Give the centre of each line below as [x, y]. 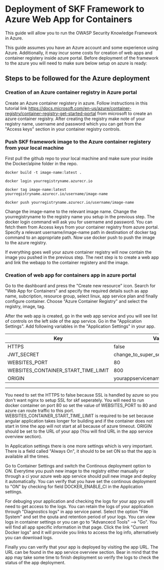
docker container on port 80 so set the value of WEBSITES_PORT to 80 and [81, 405]
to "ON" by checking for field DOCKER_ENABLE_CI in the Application [74, 486]
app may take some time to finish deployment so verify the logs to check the [82, 557]
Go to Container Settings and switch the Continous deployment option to [78, 466]
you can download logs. [29, 538]
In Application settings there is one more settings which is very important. [79, 446]
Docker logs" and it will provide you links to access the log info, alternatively [82, 532]
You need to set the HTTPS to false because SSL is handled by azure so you [82, 395]
